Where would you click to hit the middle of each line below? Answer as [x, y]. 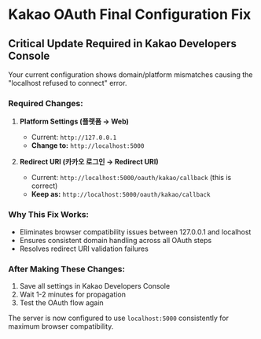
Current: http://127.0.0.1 [74, 137]
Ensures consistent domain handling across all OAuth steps [116, 240]
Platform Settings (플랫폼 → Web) [74, 122]
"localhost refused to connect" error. [68, 83]
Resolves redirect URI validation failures [84, 249]
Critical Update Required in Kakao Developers [123, 44]
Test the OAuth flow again [61, 302]
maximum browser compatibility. [61, 326]
